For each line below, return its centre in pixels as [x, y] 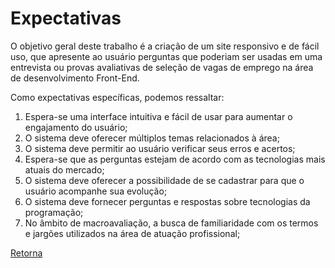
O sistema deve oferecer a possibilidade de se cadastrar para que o [164, 180]
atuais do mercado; [64, 169]
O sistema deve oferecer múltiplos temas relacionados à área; [152, 138]
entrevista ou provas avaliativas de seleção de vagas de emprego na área [162, 67]
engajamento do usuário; [76, 127]
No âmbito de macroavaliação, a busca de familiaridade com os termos [171, 223]
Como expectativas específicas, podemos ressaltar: [117, 97]
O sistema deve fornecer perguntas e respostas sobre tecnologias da [167, 201]
